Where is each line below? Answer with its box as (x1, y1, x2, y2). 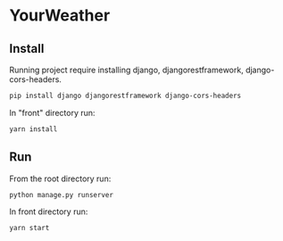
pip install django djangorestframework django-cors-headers (9, 91, 242, 100)
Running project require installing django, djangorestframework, (9, 64, 244, 75)
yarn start (9, 224, 50, 233)
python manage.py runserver (9, 190, 114, 199)
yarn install (9, 124, 58, 134)
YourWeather (9, 5, 111, 26)
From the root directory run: (9, 173, 112, 184)
